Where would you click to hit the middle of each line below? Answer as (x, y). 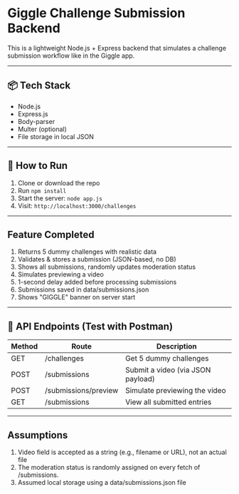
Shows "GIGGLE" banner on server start (76, 297)
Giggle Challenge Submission (96, 13)
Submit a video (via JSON (168, 370)
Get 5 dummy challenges (167, 359)
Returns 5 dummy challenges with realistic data (87, 252)
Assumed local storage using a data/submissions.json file (102, 482)
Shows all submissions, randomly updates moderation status (107, 267)
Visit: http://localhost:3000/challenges (77, 205)
